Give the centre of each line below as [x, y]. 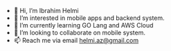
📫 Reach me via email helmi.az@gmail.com [76, 40]
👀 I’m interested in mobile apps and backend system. [89, 18]
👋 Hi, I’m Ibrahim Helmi [46, 11]
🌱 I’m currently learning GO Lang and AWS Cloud [83, 25]
